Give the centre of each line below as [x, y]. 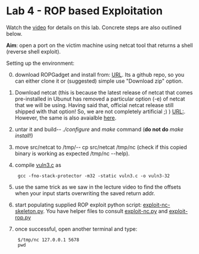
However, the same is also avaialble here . [66, 118]
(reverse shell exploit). [34, 51]
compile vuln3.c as [38, 165]
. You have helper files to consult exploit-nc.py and [105, 211]
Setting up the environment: [40, 63]
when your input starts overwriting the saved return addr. [85, 193]
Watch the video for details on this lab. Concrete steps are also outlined [94, 27]
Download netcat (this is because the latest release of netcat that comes [104, 92]
